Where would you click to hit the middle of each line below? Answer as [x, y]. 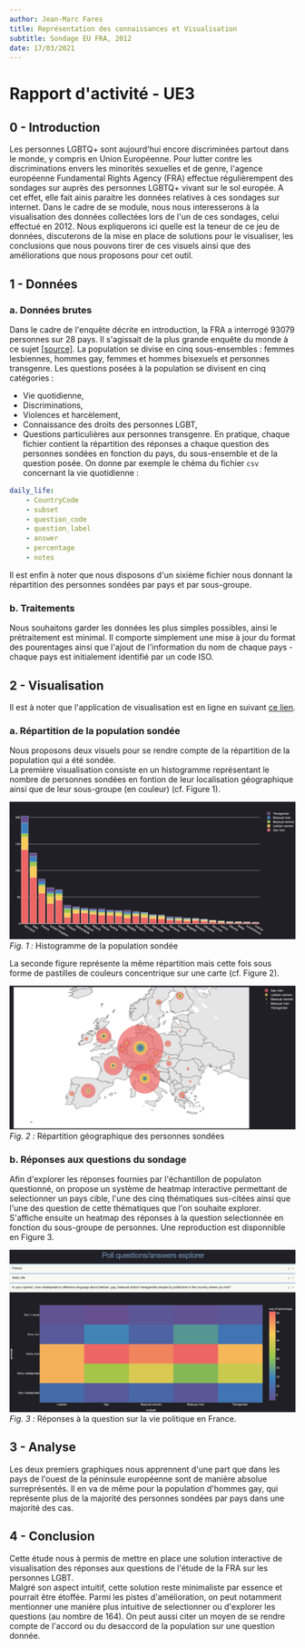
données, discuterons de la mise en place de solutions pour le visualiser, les [152, 236]
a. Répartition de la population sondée [95, 730]
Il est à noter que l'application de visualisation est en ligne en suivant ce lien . [152, 708]
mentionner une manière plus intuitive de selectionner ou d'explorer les [143, 1606]
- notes [40, 558]
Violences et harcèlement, [71, 414]
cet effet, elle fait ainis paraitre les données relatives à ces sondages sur [145, 198]
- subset [42, 510]
